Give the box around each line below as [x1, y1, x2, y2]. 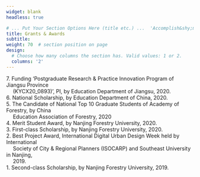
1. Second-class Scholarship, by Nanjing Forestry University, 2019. [6, 164, 169, 171]
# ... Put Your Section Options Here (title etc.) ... [6, 25, 145, 31]
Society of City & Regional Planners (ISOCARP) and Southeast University [12, 145, 191, 152]
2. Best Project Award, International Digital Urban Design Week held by [6, 132, 180, 139]
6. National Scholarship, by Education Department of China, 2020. [6, 94, 168, 101]
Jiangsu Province [6, 81, 49, 89]
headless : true [6, 14, 44, 20]
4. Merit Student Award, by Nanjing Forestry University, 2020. [6, 119, 157, 126]
